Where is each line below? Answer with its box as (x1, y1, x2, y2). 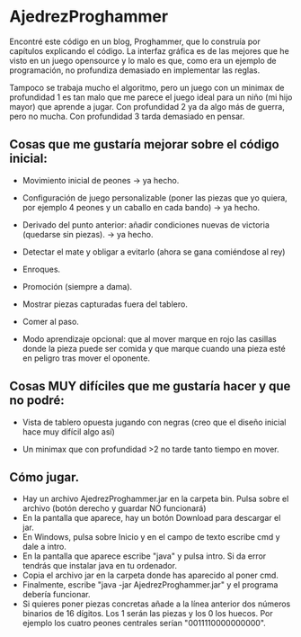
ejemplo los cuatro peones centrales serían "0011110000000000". (22, 618, 267, 629)
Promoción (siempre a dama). (22, 281, 133, 292)
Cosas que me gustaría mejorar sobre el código (9, 137, 280, 152)
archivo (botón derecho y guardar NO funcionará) (22, 503, 207, 514)
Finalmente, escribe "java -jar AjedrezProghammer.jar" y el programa (22, 579, 279, 590)
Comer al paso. (22, 316, 79, 327)
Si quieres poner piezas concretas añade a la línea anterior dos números (22, 598, 291, 609)
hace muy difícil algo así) (22, 426, 115, 437)
